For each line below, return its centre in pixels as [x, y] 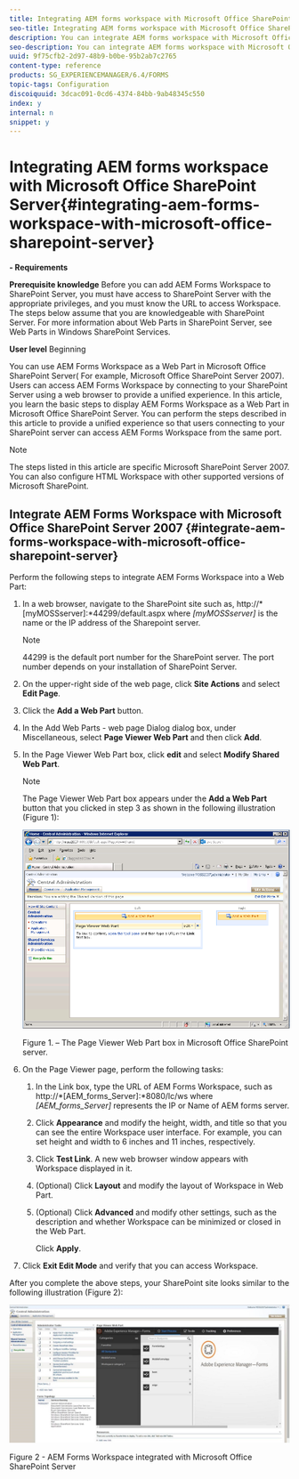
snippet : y [29, 122]
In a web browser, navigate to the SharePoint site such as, [128, 604]
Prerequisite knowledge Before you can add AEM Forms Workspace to [140, 285]
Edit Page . [41, 693]
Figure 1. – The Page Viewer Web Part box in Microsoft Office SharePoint [155, 1042]
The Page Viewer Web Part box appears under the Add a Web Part [145, 798]
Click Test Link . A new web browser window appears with [142, 1159]
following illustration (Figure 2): [66, 1292]
